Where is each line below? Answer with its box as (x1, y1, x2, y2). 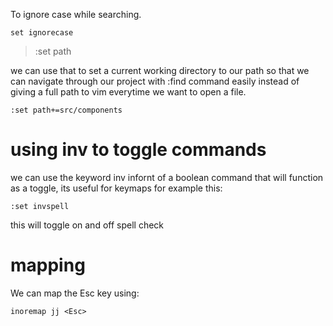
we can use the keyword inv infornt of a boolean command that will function (10, 171, 324, 183)
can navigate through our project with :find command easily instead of (10, 75, 300, 87)
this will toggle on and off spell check (10, 219, 164, 231)
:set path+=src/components (10, 105, 123, 115)
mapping (10, 254, 86, 277)
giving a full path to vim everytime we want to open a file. (10, 86, 247, 98)
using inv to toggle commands (10, 139, 267, 161)
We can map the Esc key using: (10, 287, 140, 299)
